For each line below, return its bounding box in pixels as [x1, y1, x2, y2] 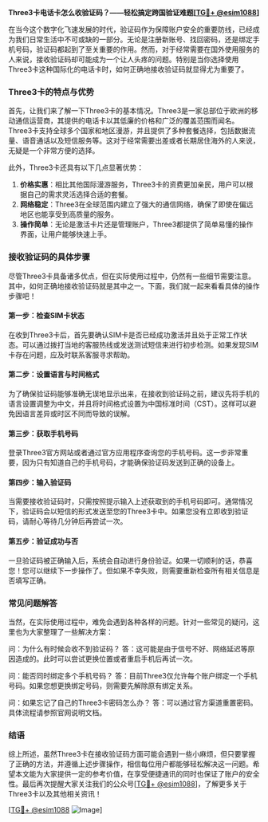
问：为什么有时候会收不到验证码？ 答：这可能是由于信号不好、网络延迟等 [8, 643, 248, 653]
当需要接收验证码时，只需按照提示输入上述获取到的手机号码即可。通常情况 [8, 497, 253, 506]
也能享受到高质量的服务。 [33, 210, 118, 219]
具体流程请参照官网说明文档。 [8, 707, 106, 717]
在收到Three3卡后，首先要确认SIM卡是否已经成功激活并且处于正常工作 [8, 330, 241, 340]
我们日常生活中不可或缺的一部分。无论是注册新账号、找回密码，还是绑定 [14, 35, 253, 44]
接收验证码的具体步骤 [8, 251, 90, 262]
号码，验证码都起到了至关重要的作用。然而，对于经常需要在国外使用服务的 [14, 45, 260, 54]
